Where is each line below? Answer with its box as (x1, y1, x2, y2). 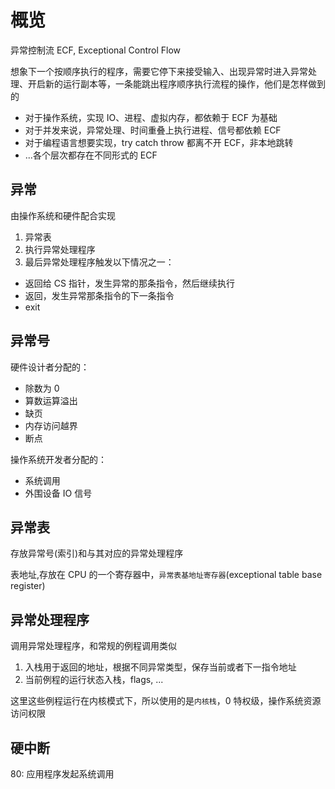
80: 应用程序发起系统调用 (10, 768, 115, 780)
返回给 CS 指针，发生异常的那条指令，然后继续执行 (24, 277, 235, 289)
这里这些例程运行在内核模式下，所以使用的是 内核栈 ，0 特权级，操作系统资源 (10, 695, 322, 707)
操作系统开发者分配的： (10, 453, 107, 465)
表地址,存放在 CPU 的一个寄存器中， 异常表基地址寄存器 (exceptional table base (10, 569, 323, 581)
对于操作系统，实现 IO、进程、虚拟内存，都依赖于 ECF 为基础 (24, 111, 278, 123)
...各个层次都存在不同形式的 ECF (24, 149, 158, 161)
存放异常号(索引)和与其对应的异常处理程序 (10, 547, 184, 560)
